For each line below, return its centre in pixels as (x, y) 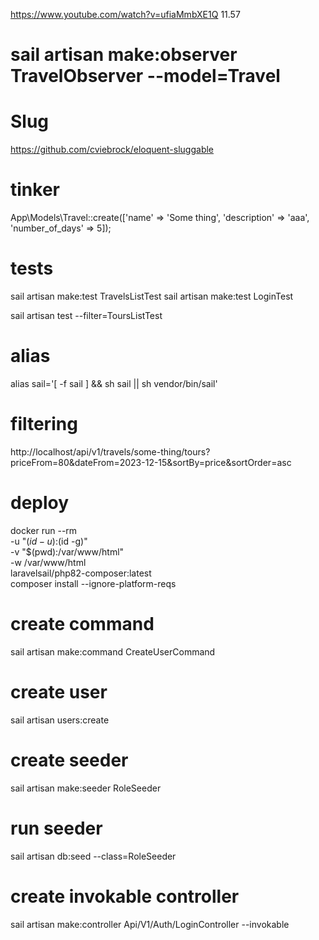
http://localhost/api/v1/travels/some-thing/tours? (110, 451)
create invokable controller (125, 896)
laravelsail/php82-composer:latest (81, 573)
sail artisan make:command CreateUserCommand (113, 651)
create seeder (69, 760)
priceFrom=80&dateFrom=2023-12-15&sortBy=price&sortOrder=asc (151, 462)
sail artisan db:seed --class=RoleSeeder (93, 856)
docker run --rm (44, 530)
